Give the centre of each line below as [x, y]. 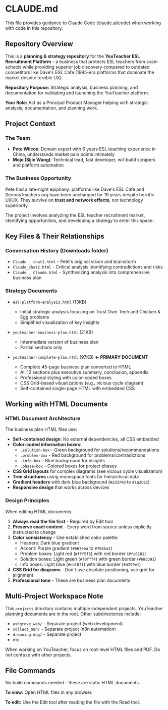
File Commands [30, 670]
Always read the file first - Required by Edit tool [63, 521]
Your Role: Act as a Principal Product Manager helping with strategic [77, 102]
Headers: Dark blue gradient [49, 542]
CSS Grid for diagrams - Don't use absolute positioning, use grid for [83, 569]
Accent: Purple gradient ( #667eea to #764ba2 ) [66, 548]
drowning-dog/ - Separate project [47, 634]
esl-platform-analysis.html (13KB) [49, 302]
